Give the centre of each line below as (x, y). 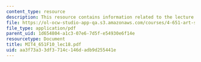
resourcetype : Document (36, 39)
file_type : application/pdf (41, 28)
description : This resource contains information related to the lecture (100, 17)
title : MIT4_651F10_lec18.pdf (44, 45)
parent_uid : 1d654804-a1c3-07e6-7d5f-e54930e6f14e (71, 34)
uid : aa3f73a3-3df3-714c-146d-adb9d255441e (61, 50)
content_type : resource (36, 12)
